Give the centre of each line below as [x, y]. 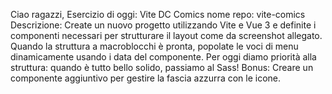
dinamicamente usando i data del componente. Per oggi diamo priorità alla [163, 57]
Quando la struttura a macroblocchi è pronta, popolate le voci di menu [154, 46]
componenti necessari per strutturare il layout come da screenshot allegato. [166, 35]
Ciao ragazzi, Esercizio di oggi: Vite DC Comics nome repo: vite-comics [158, 14]
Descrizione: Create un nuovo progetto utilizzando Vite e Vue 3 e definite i [163, 25]
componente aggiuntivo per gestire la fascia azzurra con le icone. [146, 78]
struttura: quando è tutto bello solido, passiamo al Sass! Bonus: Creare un [162, 67]
